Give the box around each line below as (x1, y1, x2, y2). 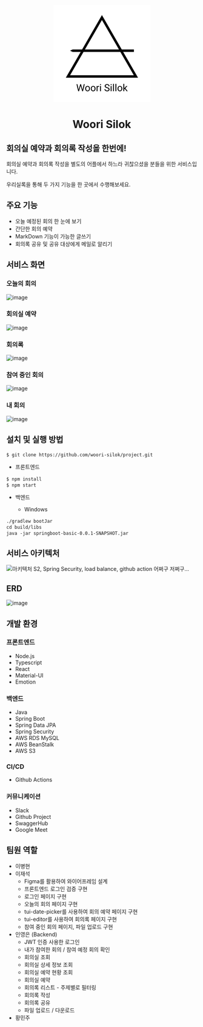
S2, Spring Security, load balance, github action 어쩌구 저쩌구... (33, 565, 190, 573)
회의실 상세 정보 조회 (24, 961, 73, 968)
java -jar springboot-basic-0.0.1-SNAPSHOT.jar (6, 530, 129, 536)
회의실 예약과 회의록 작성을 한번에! (6, 143, 127, 153)
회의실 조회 (24, 953, 50, 960)
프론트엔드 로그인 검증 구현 (24, 885, 88, 892)
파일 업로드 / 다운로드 (24, 1006, 75, 1014)
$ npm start (6, 482, 36, 488)
